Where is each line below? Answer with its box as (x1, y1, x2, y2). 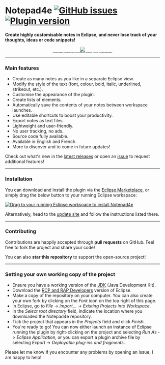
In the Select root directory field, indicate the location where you (12, 308, 142, 314)
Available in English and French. (12, 138, 77, 145)
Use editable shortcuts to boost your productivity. (12, 112, 113, 118)
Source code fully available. (12, 133, 69, 139)
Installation (5, 175, 33, 182)
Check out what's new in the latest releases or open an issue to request (5, 153, 150, 160)
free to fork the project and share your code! (5, 244, 95, 250)
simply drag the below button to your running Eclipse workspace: (5, 192, 137, 198)
